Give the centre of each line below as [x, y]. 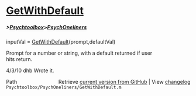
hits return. [19, 59]
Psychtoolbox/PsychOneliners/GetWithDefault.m [64, 88]
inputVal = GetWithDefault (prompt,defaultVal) [61, 42]
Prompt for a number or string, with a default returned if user [79, 53]
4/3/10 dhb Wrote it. [30, 70]
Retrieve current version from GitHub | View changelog [124, 82]
